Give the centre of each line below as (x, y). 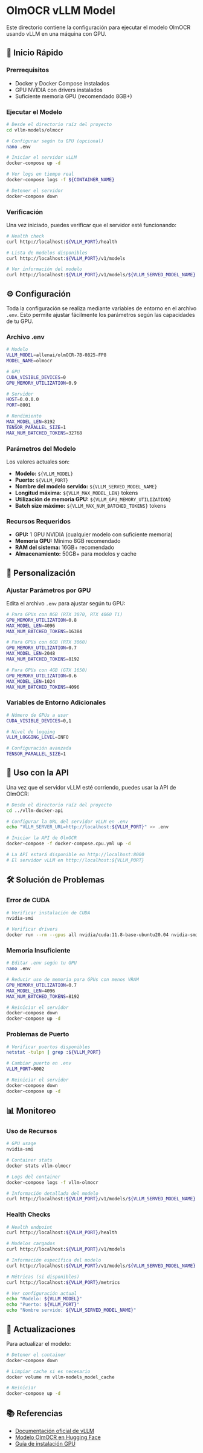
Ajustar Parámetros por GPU (49, 590)
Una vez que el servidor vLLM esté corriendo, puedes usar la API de (91, 787)
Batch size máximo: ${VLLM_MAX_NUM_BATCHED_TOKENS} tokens (91, 506)
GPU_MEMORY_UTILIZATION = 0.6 (42, 676)
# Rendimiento (24, 416)
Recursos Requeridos (39, 521)
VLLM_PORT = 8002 (25, 1069)
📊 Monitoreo (31, 1111)
